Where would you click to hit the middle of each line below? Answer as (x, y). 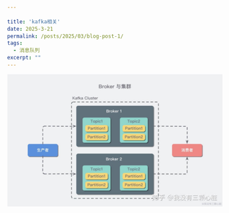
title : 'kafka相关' (34, 22)
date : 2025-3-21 (30, 29)
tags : (15, 43)
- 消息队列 (27, 51)
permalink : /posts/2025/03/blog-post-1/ (66, 36)
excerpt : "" (24, 58)
